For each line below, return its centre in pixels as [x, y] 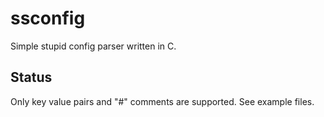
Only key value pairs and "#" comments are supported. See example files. [162, 101]
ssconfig [48, 18]
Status [31, 77]
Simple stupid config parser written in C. [93, 46]
